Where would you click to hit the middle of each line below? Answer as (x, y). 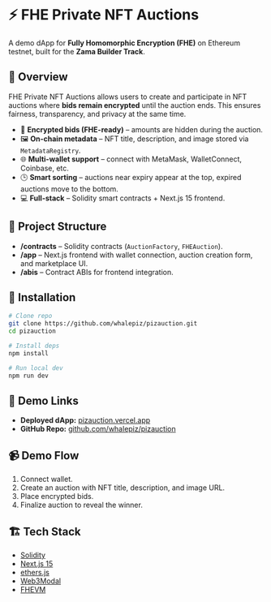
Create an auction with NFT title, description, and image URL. (123, 488)
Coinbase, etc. (44, 168)
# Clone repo (30, 316)
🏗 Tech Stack (45, 531)
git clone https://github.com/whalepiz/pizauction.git (103, 324)
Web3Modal (41, 581)
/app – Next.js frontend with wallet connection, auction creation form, (136, 255)
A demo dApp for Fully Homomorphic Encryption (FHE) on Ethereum (125, 43)
